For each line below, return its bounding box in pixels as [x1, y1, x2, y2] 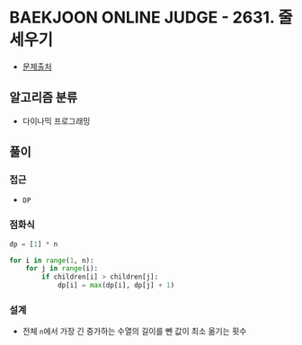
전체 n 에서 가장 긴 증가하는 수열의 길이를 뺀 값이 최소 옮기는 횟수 [22, 326, 247, 337]
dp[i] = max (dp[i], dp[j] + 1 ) [57, 281, 175, 290]
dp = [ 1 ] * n [9, 239, 58, 249]
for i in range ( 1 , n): [9, 256, 94, 265]
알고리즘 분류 [9, 90, 78, 105]
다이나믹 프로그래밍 [22, 115, 91, 126]
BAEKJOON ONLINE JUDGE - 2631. [9, 7, 275, 28]
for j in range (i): [25, 264, 99, 273]
